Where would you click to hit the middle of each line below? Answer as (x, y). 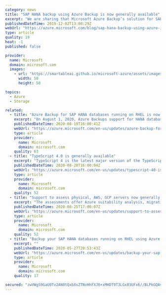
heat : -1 (14, 42)
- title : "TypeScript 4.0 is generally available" (63, 156)
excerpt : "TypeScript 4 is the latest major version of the (77, 161)
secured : (14, 285)
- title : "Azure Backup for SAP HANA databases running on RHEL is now (85, 115)
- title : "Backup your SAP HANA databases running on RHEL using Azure (85, 239)
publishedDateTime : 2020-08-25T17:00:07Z (57, 207)
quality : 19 (17, 38)
